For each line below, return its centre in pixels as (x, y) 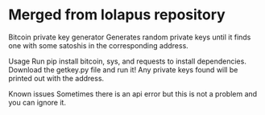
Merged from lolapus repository (117, 15)
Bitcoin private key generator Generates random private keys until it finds (130, 37)
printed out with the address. (56, 78)
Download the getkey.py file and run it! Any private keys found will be (123, 69)
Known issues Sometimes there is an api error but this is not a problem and (133, 93)
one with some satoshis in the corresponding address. (99, 45)
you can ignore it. (37, 102)
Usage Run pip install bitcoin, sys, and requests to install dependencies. (128, 61)
